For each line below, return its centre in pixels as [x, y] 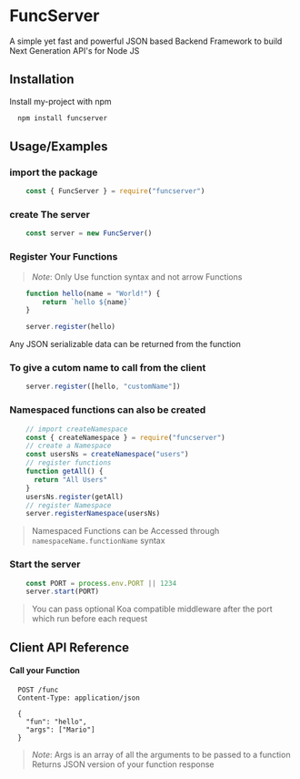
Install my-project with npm [60, 101]
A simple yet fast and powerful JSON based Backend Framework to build [146, 41]
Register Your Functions [64, 257]
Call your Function [45, 671]
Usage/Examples [59, 147]
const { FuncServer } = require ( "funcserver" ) [115, 191]
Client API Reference [70, 647]
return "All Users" [70, 479]
